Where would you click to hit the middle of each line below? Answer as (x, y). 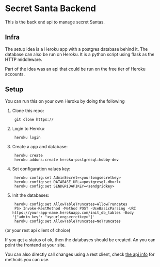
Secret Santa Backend (50, 9)
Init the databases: (31, 195)
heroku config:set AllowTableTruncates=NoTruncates (68, 221)
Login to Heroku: (29, 128)
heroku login (27, 137)
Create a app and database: (40, 146)
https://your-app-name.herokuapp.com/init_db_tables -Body (73, 212)
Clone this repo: (28, 111)
